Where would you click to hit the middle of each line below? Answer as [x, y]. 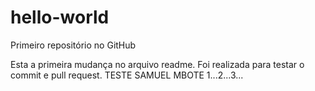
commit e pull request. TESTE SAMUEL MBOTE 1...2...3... [127, 75]
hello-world [60, 17]
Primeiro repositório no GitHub [73, 45]
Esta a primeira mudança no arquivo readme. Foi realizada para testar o [157, 64]
